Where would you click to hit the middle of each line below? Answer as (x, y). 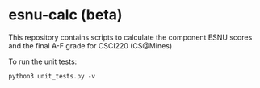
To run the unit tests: (43, 61)
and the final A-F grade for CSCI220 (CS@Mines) (90, 45)
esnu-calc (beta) (65, 15)
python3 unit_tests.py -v (52, 76)
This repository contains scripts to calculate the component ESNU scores (130, 37)
